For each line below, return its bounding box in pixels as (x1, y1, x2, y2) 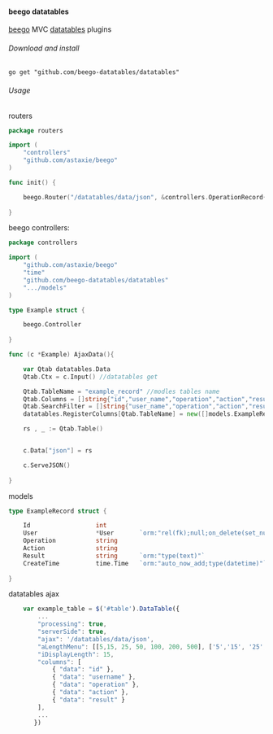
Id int (23, 522, 107, 530)
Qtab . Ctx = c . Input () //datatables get (23, 373, 158, 381)
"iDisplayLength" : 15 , (37, 650, 115, 658)
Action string (23, 544, 118, 553)
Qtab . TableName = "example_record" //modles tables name (23, 387, 220, 395)
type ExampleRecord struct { (8, 507, 107, 515)
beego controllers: (8, 223, 71, 233)
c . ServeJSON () (23, 461, 71, 470)
